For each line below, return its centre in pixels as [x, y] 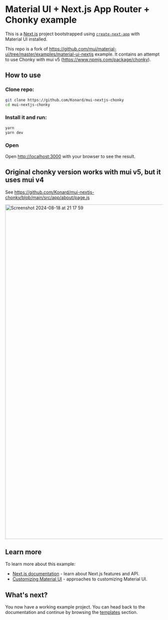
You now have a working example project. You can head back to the [75, 607]
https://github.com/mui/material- [83, 49]
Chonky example [41, 20]
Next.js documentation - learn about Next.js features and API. [76, 574]
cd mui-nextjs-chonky [28, 105]
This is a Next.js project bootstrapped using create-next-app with [72, 34]
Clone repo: [20, 90]
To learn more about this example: [40, 564]
